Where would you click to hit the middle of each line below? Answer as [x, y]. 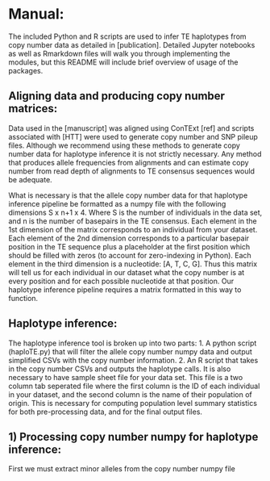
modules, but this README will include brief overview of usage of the [123, 62]
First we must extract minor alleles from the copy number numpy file [122, 469]
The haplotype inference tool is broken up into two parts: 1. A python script [133, 343]
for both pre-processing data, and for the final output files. [106, 412]
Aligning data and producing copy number [117, 96]
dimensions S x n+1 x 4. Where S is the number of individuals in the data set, [135, 212]
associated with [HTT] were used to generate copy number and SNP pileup [133, 136]
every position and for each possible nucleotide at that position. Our [121, 281]
